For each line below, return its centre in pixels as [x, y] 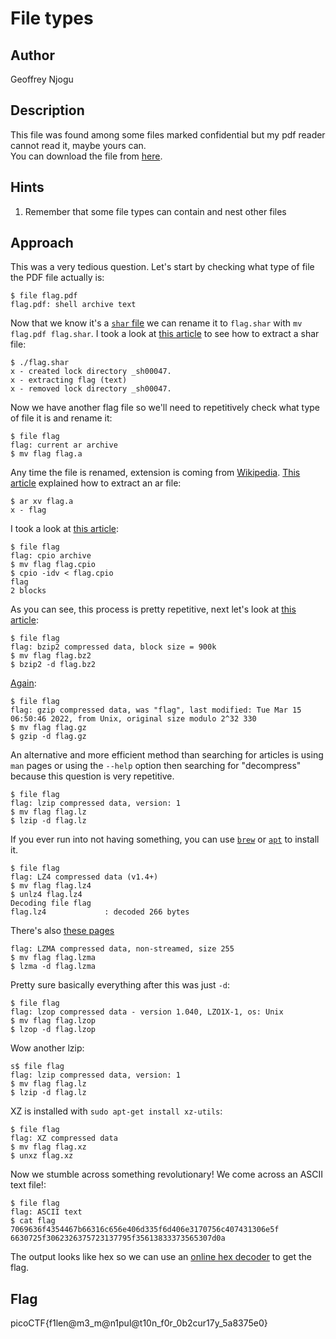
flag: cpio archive [51, 556]
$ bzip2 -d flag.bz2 [53, 665]
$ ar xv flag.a [42, 502]
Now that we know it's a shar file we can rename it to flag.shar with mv [156, 323]
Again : [23, 683]
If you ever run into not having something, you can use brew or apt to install [165, 839]
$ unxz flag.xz [42, 1156]
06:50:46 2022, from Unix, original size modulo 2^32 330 [133, 719]
